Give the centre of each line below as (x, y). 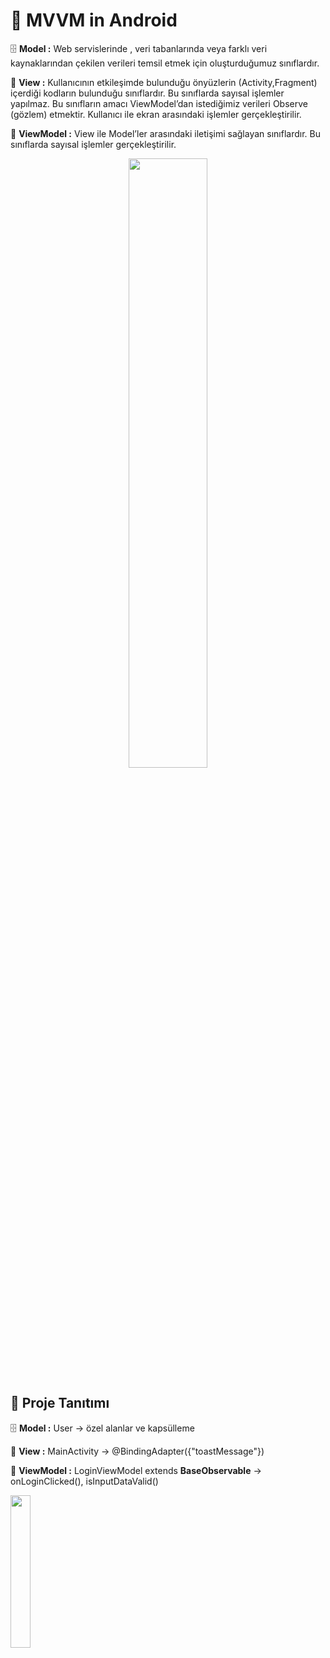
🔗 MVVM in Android (94, 20)
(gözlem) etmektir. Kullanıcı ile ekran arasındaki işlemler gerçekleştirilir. (156, 114)
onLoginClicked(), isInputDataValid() (84, 1481)
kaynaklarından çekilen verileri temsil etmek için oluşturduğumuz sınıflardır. (165, 63)
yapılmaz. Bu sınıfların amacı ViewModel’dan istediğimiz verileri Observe (159, 103)
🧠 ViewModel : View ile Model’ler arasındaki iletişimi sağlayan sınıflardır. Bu (165, 133)
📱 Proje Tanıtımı (60, 1403)
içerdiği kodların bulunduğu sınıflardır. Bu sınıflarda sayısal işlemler (147, 93)
